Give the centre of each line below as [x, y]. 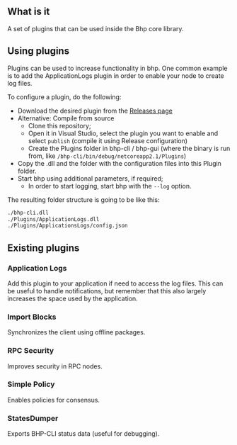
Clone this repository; [59, 125]
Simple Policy [31, 384]
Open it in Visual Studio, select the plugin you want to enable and [123, 133]
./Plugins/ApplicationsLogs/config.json [68, 226]
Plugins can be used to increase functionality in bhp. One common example [117, 68]
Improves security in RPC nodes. [55, 366]
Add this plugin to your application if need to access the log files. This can [115, 283]
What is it [29, 12]
